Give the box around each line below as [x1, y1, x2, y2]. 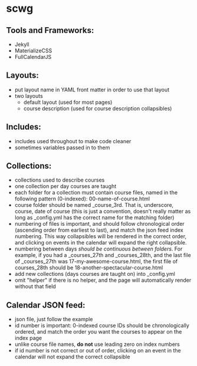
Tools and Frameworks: [6, 25, 94, 35]
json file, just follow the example [14, 316, 93, 323]
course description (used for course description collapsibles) [23, 105, 172, 112]
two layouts [14, 92, 43, 99]
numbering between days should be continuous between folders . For [14, 245, 183, 252]
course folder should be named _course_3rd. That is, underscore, [14, 202, 174, 209]
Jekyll [14, 41, 29, 48]
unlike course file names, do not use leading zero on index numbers [14, 341, 180, 348]
